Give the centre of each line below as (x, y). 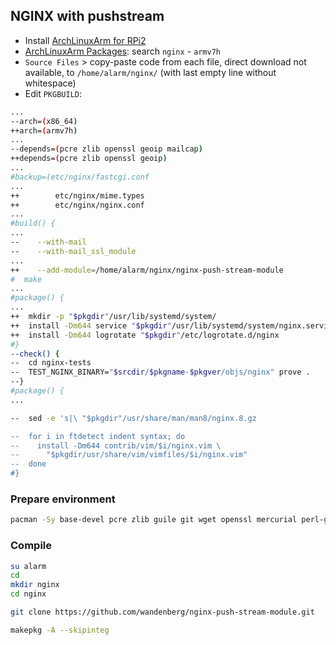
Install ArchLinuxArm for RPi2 (85, 40)
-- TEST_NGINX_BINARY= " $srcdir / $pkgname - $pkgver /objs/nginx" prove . (160, 372)
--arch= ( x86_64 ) (44, 121)
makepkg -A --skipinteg (60, 630)
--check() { (35, 354)
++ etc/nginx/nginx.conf (77, 205)
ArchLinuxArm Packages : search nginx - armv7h (122, 51)
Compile (31, 546)
